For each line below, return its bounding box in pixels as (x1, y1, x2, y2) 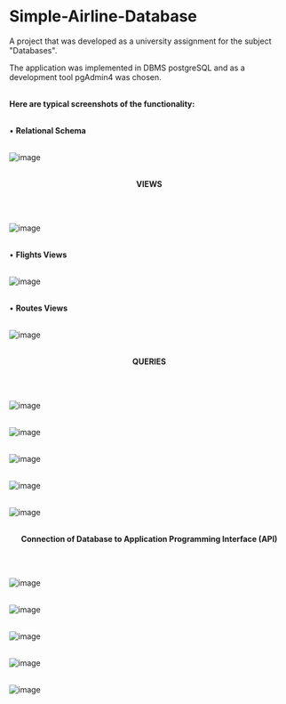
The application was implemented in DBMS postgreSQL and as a (9, 62, 246, 73)
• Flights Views (9, 249, 68, 260)
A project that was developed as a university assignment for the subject (9, 36, 273, 46)
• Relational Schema (9, 125, 86, 135)
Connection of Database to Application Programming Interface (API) (20, 533, 278, 544)
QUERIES (131, 356, 167, 367)
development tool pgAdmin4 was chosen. (9, 71, 162, 82)
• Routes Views (9, 303, 68, 313)
